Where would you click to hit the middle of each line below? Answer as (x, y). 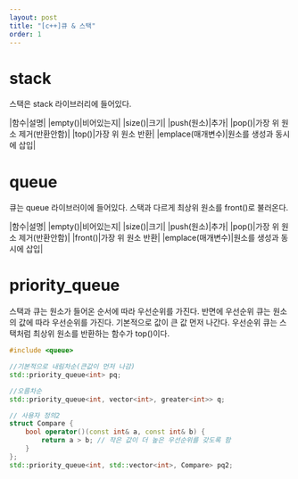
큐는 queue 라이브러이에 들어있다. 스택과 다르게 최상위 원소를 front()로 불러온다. (149, 208)
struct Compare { (41, 424)
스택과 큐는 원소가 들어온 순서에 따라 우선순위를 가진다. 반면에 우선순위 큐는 (140, 311)
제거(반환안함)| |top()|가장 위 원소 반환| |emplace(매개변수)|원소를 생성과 (146, 134)
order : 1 (25, 34)
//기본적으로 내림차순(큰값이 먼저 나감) (72, 367)
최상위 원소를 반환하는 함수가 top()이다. (101, 334)
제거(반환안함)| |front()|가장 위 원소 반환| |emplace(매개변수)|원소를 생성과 (149, 238)
